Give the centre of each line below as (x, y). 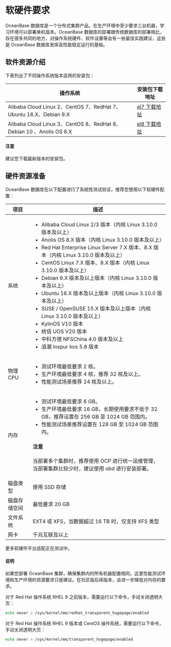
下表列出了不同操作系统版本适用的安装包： (50, 75)
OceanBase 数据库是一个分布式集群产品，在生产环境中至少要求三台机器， (83, 25)
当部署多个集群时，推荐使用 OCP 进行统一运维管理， (96, 461)
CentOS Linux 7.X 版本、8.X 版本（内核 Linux (96, 263)
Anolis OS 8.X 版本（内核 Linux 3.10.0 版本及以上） (103, 240)
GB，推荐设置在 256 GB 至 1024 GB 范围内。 (96, 416)
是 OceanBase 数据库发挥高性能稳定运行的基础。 (56, 44)
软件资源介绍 (25, 62)
